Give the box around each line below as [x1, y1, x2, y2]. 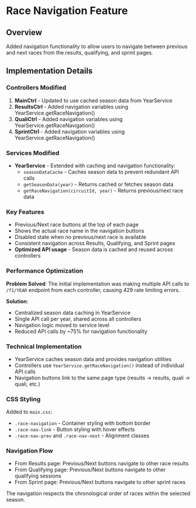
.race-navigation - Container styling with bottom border [14, 420, 151, 427]
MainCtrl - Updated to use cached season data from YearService [14, 97, 173, 104]
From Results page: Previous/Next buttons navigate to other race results [14, 460, 189, 467]
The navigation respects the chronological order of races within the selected [6, 490, 191, 497]
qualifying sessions [14, 472, 61, 479]
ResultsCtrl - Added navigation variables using [14, 103, 129, 110]
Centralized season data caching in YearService [14, 309, 130, 316]
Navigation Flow [6, 447, 54, 455]
